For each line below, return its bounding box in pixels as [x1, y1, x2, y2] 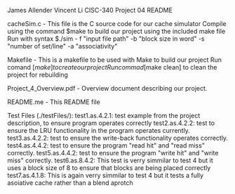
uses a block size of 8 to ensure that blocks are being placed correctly [7, 164, 211, 172]
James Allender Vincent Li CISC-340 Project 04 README [7, 6, 173, 14]
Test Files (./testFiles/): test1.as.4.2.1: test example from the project [7, 112, 201, 119]
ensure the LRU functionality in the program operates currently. [7, 127, 191, 134]
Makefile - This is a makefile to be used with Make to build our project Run [7, 56, 222, 64]
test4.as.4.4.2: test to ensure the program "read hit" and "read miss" [7, 141, 206, 150]
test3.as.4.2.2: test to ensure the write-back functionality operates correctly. [7, 134, 229, 142]
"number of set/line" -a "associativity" [7, 42, 118, 50]
